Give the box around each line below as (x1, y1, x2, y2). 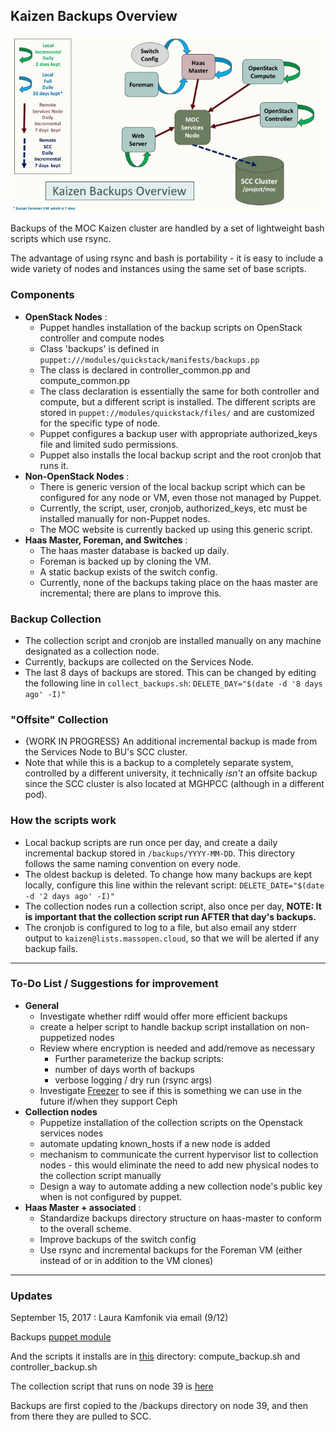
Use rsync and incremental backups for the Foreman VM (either (39, 1244, 303, 1256)
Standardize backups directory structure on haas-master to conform (39, 1212, 322, 1224)
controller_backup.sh (10, 1361, 98, 1373)
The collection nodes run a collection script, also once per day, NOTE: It (24, 900, 322, 912)
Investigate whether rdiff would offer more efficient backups (39, 1010, 288, 1022)
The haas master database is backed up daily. (39, 544, 230, 556)
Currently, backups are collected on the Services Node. (24, 655, 255, 668)
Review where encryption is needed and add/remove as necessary (39, 1042, 316, 1054)
